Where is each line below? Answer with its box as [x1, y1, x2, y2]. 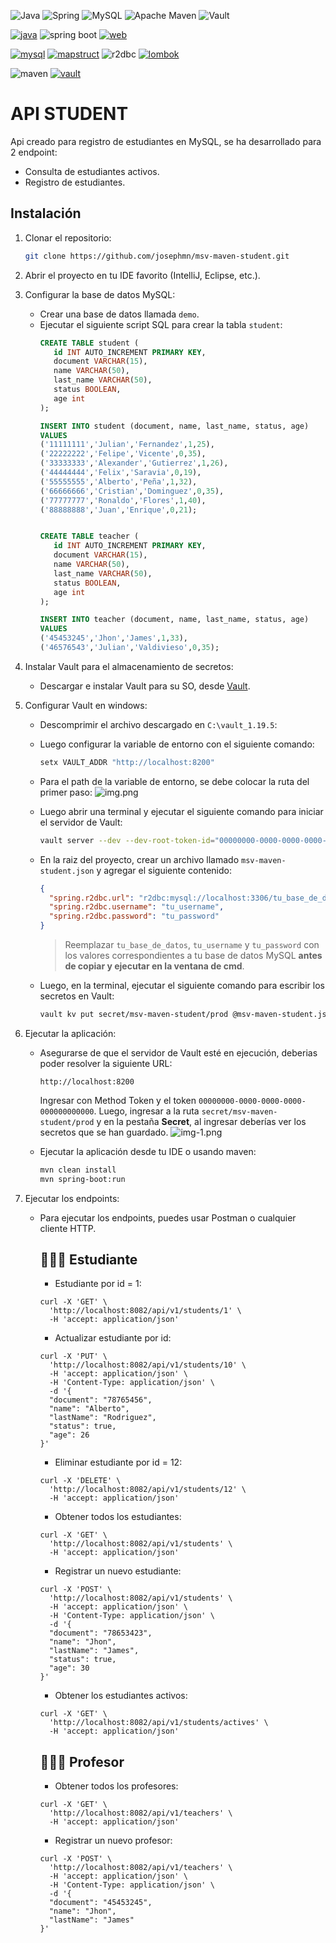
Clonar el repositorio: [24, 231, 112, 244]
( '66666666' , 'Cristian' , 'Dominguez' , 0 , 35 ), [39, 486, 225, 496]
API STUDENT [10, 103, 129, 125]
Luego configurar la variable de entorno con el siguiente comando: [39, 738, 315, 750]
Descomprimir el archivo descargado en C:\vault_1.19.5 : [39, 718, 278, 730]
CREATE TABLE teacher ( [39, 531, 140, 542]
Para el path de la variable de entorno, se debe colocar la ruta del [39, 775, 310, 787]
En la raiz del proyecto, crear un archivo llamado [39, 853, 240, 865]
